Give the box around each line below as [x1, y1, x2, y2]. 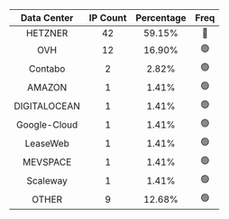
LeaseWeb [24, 137, 69, 149]
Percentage [134, 12, 187, 24]
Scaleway [26, 174, 68, 186]
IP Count [88, 12, 127, 24]
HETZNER [25, 27, 69, 39]
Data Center [20, 12, 74, 24]
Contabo [28, 62, 66, 75]
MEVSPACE [22, 156, 72, 168]
